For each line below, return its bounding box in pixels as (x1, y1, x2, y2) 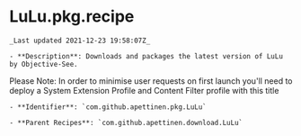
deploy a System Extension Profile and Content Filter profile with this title (9, 85, 279, 95)
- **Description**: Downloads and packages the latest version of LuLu (9, 51, 283, 60)
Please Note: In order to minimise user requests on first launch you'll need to (9, 75, 293, 86)
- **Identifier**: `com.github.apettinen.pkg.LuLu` (9, 102, 207, 112)
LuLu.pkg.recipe (9, 6, 135, 27)
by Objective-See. (9, 59, 78, 68)
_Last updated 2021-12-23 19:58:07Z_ (9, 36, 151, 45)
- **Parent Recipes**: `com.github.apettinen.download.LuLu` (9, 118, 243, 127)
